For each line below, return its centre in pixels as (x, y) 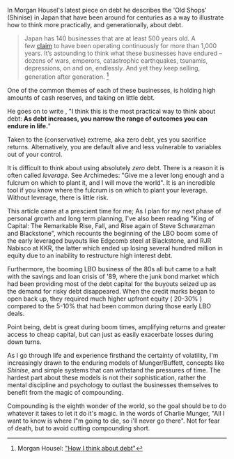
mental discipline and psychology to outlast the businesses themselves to (113, 385)
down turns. (24, 342)
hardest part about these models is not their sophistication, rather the (107, 377)
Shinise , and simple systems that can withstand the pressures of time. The (114, 370)
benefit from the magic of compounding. (65, 392)
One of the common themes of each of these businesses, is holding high (111, 90)
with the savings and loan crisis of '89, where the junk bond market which (113, 276)
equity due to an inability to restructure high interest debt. (90, 255)
